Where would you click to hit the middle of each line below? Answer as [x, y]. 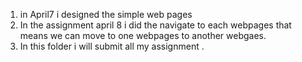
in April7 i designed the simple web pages [106, 14]
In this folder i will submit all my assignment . [112, 46]
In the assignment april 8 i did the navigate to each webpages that [155, 25]
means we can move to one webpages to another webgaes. [143, 35]
